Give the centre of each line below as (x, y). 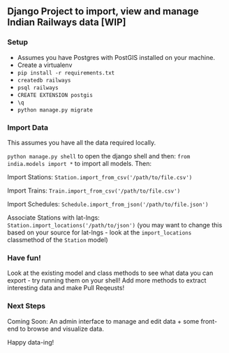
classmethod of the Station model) (58, 239)
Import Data (28, 127)
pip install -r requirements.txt (66, 73)
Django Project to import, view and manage (103, 12)
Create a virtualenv (45, 65)
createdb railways (44, 80)
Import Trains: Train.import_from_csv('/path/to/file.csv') (94, 190)
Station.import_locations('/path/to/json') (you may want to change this (115, 225)
